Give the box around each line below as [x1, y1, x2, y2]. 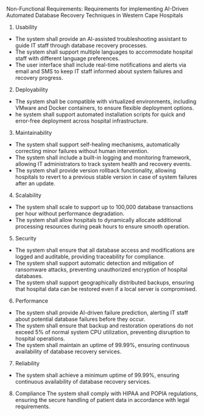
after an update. [15, 180, 56, 187]
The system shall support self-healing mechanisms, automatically [15, 141, 180, 148]
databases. [15, 273, 44, 279]
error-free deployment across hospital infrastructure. [15, 117, 148, 124]
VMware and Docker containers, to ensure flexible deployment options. [15, 104, 194, 112]
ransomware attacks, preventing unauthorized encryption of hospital [15, 266, 188, 273]
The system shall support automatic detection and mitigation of [15, 259, 174, 267]
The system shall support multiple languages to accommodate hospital [15, 48, 193, 56]
